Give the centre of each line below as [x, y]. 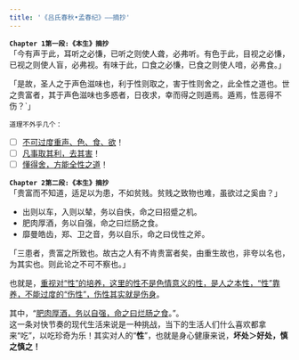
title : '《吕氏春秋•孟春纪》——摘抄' [70, 17]
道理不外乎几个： [36, 124]
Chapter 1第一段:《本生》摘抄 [59, 44]
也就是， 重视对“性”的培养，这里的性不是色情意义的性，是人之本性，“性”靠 [145, 282]
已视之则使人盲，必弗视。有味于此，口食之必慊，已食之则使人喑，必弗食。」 [148, 64]
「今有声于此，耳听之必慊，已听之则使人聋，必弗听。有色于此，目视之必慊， [149, 53]
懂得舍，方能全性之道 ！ [65, 164]
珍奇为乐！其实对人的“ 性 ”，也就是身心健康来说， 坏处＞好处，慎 [171, 335]
